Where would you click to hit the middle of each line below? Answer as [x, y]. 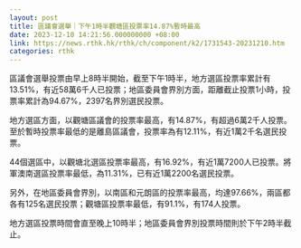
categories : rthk [42, 52]
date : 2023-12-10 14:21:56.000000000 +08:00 [94, 34]
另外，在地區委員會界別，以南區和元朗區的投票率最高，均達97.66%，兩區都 [150, 193]
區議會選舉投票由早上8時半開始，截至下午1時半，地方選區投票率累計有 [140, 79]
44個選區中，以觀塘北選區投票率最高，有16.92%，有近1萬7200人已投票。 [146, 162]
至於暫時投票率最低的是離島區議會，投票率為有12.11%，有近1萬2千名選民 [144, 131]
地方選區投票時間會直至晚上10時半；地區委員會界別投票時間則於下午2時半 [147, 224]
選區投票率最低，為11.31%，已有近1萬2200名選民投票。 [136, 174]
